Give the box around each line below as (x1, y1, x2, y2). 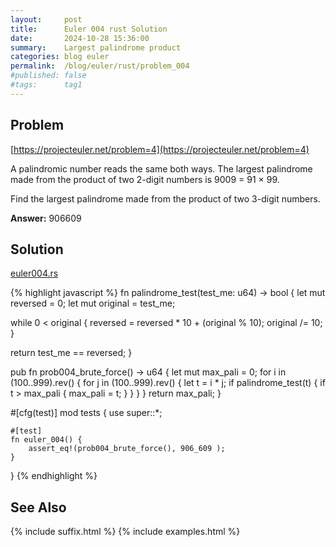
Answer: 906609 (10, 212, 82, 224)
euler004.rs (10, 267, 59, 280)
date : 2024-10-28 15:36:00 (10, 33, 150, 43)
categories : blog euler (10, 52, 110, 62)
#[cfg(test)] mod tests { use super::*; (10, 407, 163, 419)
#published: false (10, 71, 87, 81)
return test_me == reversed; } (10, 347, 133, 359)
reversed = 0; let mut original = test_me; (10, 297, 176, 310)
